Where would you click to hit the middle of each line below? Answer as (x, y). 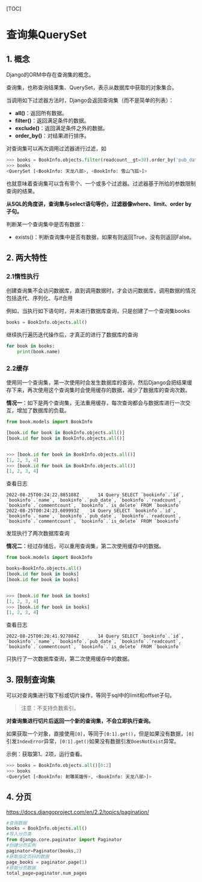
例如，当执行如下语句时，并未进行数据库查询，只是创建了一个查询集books (98, 311)
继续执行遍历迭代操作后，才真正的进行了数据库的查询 (72, 335)
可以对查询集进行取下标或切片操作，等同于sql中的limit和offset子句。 (91, 695)
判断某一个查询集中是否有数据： (46, 224)
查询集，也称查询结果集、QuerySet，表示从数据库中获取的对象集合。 (92, 87)
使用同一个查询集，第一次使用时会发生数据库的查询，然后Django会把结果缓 (99, 383)
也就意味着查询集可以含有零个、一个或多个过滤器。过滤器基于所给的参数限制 (101, 183)
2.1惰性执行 (23, 276)
